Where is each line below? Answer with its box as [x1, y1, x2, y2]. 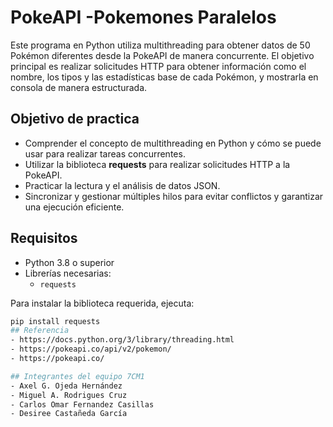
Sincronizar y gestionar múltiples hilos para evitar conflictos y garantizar [24, 190, 324, 202]
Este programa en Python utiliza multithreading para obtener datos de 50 [10, 39, 311, 51]
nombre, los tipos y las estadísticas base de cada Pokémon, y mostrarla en [10, 71, 319, 83]
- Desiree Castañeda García [10, 409, 128, 419]
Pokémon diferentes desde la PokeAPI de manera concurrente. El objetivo [10, 49, 315, 61]
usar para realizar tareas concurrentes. [24, 147, 186, 160]
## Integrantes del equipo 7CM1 [10, 371, 145, 381]
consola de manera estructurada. [10, 81, 148, 93]
